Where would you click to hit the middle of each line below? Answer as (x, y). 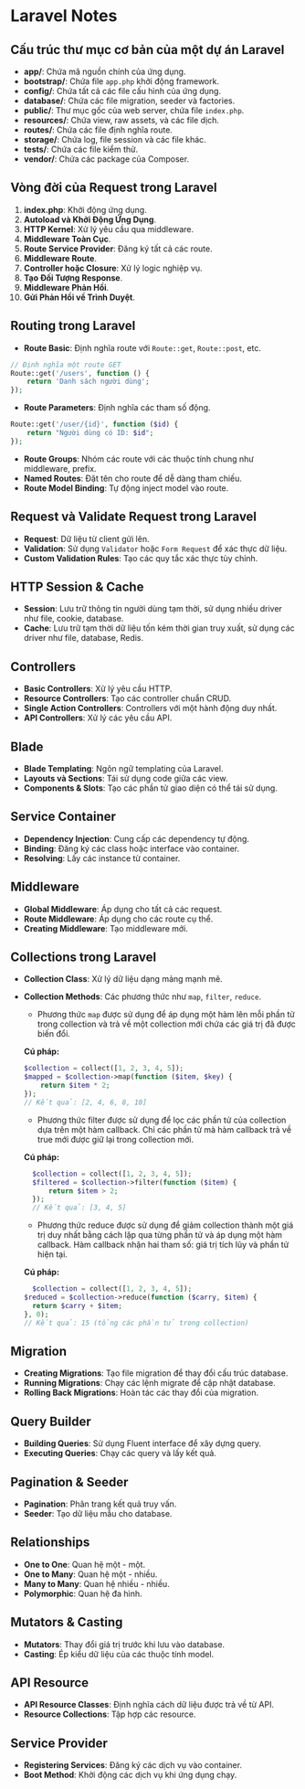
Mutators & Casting (67, 1622)
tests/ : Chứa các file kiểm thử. (81, 149)
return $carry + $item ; (77, 1305)
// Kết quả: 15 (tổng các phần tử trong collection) (136, 1323)
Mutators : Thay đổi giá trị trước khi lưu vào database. (124, 1644)
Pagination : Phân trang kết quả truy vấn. (100, 1504)
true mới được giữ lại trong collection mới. (116, 1139)
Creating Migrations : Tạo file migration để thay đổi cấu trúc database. (156, 1373)
